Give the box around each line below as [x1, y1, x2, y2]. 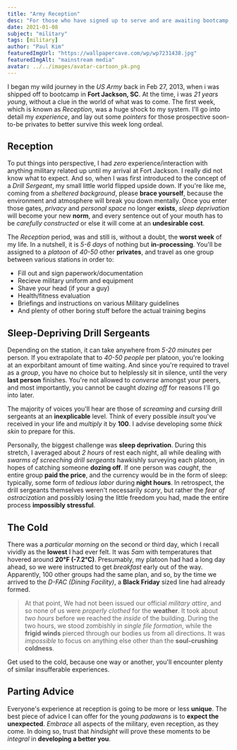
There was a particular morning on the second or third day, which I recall [7, 540, 220, 549]
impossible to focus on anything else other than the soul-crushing [24, 637, 219, 645]
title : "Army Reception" [7, 10, 80, 18]
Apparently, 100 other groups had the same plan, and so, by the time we [7, 570, 217, 579]
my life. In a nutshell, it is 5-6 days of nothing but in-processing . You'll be [7, 240, 222, 249]
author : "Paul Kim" [7, 43, 65, 50]
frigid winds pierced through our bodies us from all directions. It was [24, 629, 226, 638]
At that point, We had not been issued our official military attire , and [24, 599, 222, 608]
